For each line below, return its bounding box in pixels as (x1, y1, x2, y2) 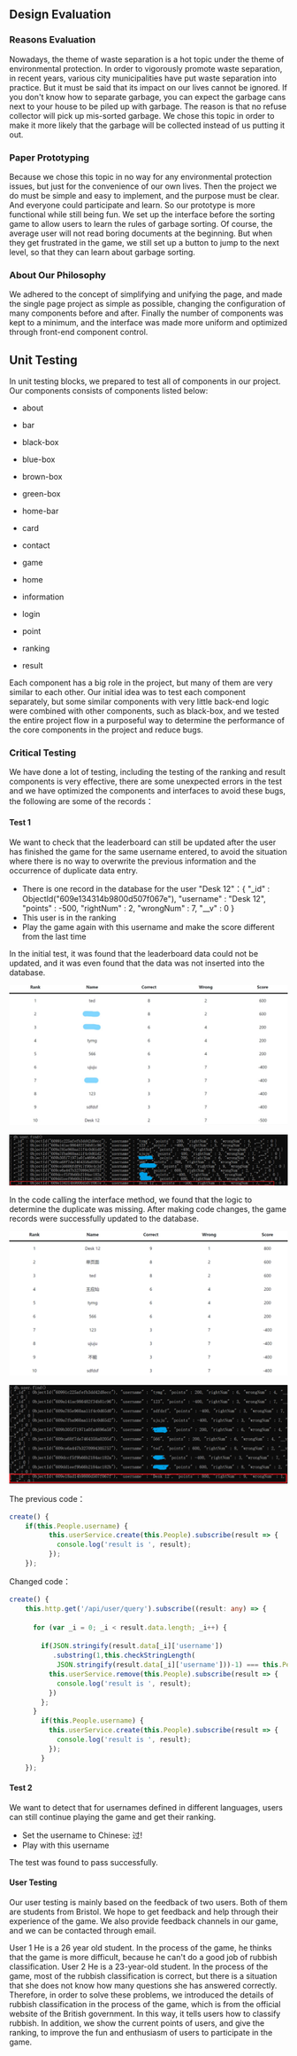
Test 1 (9, 817, 31, 827)
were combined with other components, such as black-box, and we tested (9, 706, 280, 716)
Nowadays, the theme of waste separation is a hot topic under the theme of (9, 53, 285, 65)
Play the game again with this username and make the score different (21, 921, 275, 932)
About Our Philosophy (9, 269, 106, 281)
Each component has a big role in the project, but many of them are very (9, 677, 273, 688)
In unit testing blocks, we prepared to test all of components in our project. (9, 376, 281, 387)
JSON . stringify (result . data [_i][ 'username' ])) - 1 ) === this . (56, 1661, 283, 1669)
